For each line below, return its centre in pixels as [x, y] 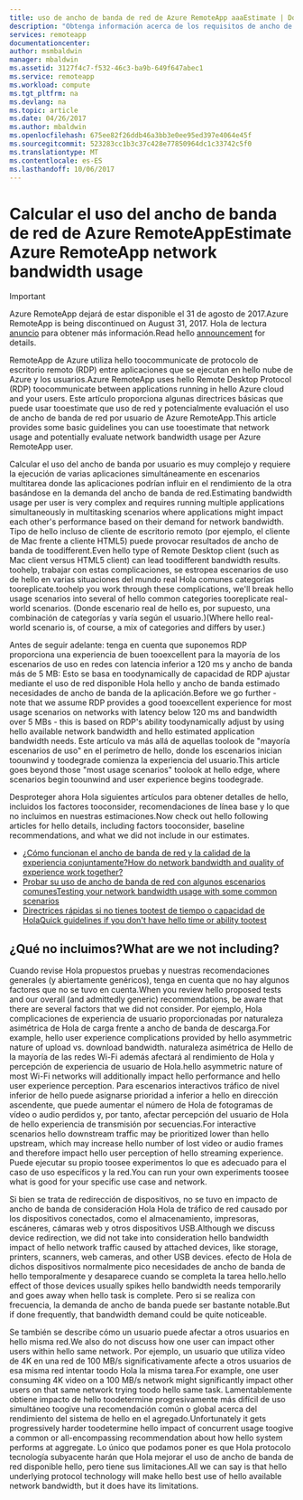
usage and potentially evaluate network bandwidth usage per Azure [135, 437]
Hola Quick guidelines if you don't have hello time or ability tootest [145, 920]
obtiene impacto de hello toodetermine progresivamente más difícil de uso [147, 1400]
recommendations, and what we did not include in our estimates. [129, 835]
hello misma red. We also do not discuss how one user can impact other [142, 1342]
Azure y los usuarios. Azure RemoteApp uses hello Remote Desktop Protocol [151, 380]
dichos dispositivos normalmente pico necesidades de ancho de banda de [147, 1267]
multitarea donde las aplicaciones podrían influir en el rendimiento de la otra [151, 484]
